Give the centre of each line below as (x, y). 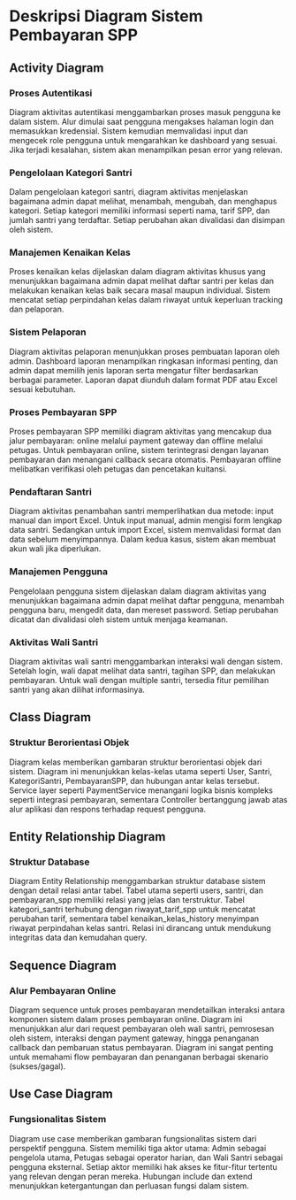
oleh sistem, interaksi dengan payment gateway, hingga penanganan (134, 1038)
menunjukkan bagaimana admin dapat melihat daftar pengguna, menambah (147, 600)
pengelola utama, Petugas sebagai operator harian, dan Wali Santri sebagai (146, 1158)
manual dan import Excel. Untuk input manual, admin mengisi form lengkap (146, 520)
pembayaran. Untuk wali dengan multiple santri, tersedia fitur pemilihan (139, 680)
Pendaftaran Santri (51, 491)
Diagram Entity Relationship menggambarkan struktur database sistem (138, 881)
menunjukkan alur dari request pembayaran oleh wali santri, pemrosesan (142, 1029)
